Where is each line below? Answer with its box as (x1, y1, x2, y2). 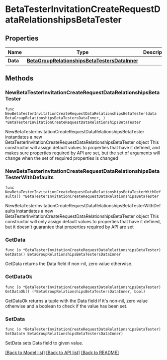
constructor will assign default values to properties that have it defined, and (5, 144, 160, 150)
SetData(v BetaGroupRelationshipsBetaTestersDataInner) (5, 331, 123, 336)
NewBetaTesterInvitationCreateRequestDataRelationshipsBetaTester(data (5, 111, 157, 116)
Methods (5, 74, 34, 83)
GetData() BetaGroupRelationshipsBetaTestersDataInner (5, 252, 121, 257)
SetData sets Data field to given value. (5, 340, 83, 346)
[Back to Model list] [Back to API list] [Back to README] (5, 350, 119, 356)
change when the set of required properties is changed (5, 155, 118, 161)
